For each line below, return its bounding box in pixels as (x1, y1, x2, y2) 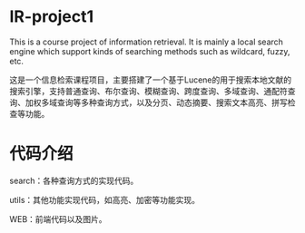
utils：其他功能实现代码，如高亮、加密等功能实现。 (9, 194, 201, 205)
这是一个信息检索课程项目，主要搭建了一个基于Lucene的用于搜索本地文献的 (9, 74, 292, 85)
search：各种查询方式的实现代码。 (9, 175, 139, 186)
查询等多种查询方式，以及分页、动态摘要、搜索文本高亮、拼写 (56, 97, 288, 108)
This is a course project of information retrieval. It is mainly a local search (9, 36, 284, 47)
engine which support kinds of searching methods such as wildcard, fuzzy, (9, 45, 290, 56)
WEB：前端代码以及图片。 (9, 213, 107, 224)
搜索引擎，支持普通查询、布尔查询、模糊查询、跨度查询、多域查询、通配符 (9, 85, 288, 96)
